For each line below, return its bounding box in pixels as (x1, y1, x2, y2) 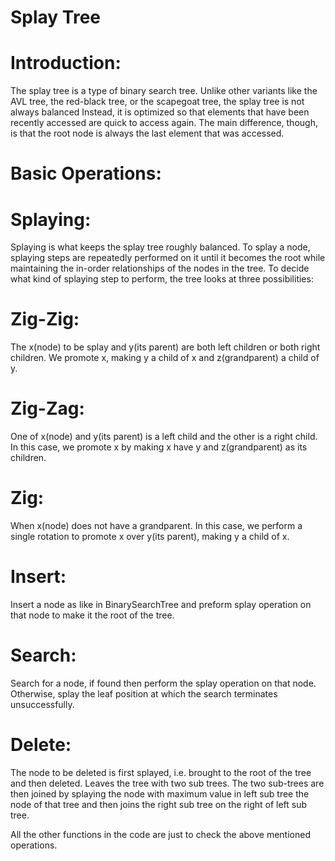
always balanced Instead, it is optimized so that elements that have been (10, 106, 310, 118)
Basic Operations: (10, 162, 162, 185)
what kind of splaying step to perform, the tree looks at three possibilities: (10, 273, 314, 285)
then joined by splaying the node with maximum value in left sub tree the (10, 787, 310, 800)
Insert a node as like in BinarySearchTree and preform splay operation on (10, 599, 312, 610)
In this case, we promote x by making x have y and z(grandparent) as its (10, 441, 308, 453)
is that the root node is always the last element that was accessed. (10, 127, 285, 140)
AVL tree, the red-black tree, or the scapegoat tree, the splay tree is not (10, 96, 305, 108)
